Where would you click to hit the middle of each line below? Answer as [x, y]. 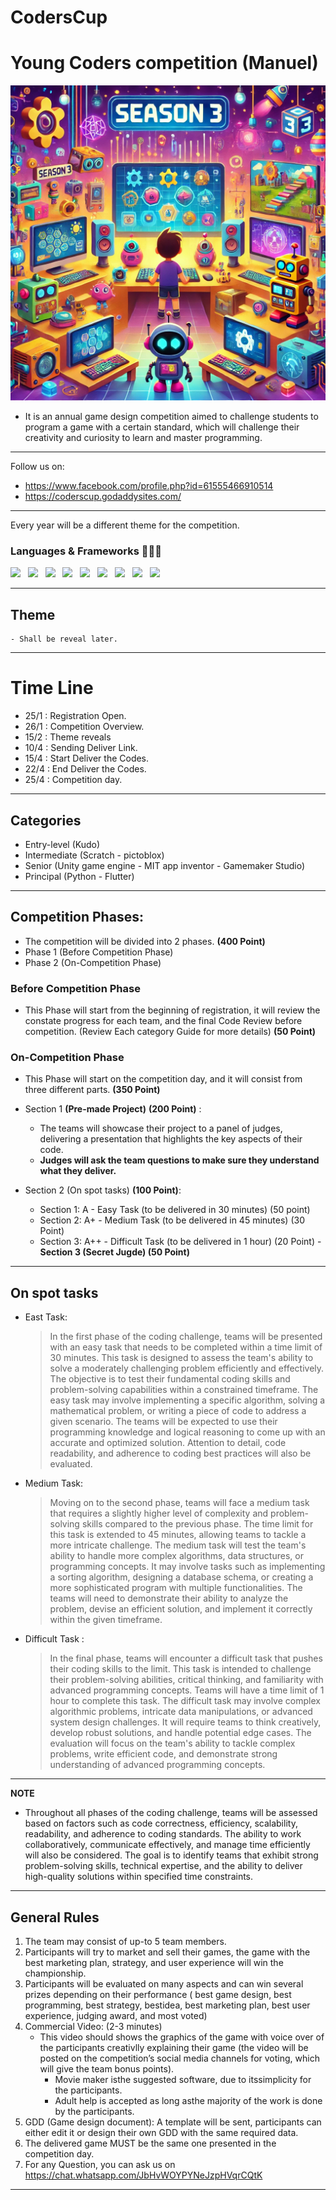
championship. [55, 1973]
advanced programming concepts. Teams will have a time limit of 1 [187, 1690]
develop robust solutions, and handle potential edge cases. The [180, 1733]
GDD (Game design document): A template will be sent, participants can [173, 2122]
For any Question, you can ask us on [100, 2165]
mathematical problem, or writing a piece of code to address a [178, 1411]
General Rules [55, 1917]
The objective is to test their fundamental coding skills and [170, 1379]
